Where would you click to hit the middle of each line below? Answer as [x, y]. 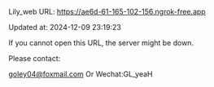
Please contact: [35, 58]
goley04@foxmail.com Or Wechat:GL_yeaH [81, 74]
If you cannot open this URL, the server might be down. [101, 43]
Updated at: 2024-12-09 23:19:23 [65, 27]
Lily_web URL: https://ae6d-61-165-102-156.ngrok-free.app [107, 12]
